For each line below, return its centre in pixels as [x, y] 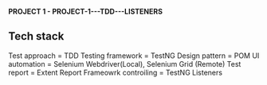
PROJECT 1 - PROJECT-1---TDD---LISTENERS [86, 12]
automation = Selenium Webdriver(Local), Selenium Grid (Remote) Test [125, 64]
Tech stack [36, 36]
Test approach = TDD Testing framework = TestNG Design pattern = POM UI [134, 56]
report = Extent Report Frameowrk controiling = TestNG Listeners [116, 72]
